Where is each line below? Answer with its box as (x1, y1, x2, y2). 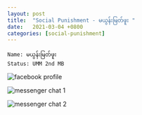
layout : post (7, 10, 46, 18)
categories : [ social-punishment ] (7, 29, 105, 37)
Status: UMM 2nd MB (7, 60, 65, 67)
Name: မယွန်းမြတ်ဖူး (7, 51, 57, 58)
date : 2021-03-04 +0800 (7, 23, 83, 30)
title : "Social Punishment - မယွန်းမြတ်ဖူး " (7, 17, 136, 24)
